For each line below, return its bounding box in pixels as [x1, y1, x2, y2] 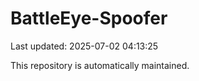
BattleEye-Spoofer [10, 7, 168, 30]
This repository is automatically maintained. [10, 59, 190, 71]
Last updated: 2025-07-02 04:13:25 [10, 40, 159, 52]
